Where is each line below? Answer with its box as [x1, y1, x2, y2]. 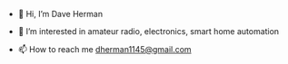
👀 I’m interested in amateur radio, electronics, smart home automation [17, 26, 280, 36]
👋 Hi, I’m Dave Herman [17, 9, 103, 19]
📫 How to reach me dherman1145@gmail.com [17, 44, 193, 54]
